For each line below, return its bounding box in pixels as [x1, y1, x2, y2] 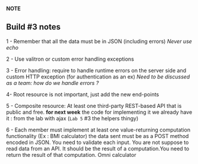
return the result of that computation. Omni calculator [6, 151, 136, 158]
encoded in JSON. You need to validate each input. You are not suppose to [6, 139, 189, 146]
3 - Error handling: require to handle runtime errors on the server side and [6, 67, 187, 74]
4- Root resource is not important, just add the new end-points [6, 91, 159, 98]
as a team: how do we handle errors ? [6, 79, 99, 86]
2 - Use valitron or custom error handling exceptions [6, 55, 135, 63]
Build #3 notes [6, 22, 61, 32]
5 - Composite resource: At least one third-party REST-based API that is [6, 102, 182, 109]
